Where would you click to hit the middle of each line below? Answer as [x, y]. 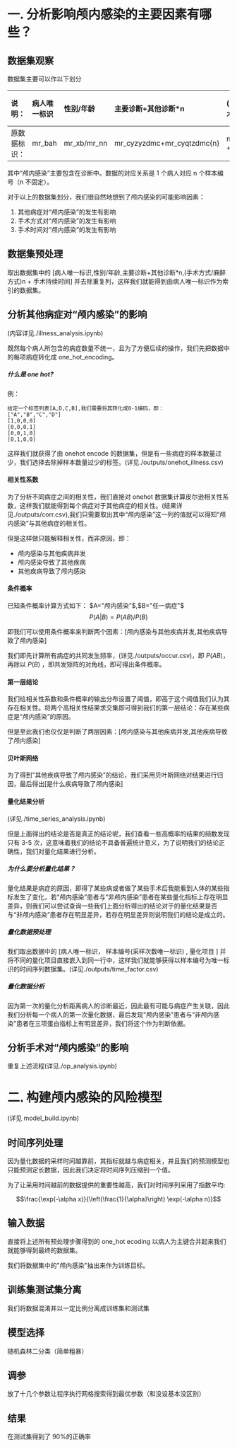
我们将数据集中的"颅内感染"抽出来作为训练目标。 [78, 1265]
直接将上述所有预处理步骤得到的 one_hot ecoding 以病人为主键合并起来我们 [117, 1241]
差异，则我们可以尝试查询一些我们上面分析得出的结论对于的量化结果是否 [112, 906]
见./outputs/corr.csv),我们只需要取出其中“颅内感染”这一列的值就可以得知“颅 [117, 514]
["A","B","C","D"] [34, 415]
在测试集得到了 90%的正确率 [49, 1436]
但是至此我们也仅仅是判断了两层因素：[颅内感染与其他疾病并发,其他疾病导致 [117, 732]
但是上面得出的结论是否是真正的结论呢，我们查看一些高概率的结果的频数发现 [119, 834]
